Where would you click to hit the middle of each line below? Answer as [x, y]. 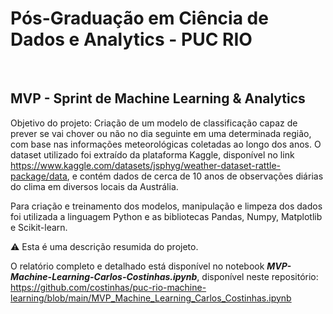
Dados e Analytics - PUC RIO [131, 39]
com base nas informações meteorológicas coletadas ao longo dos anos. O [166, 144]
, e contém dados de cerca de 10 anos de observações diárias [195, 176]
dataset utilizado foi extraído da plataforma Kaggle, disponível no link [152, 154]
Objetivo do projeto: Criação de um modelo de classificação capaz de [154, 123]
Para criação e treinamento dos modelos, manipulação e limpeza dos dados [166, 206]
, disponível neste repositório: [257, 276]
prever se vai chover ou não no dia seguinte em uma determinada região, [161, 133]
